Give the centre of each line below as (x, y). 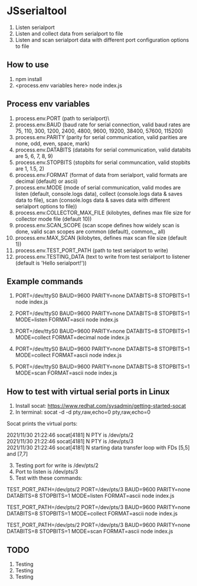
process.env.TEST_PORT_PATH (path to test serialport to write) (92, 250)
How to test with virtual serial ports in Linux (88, 392)
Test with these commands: (49, 478)
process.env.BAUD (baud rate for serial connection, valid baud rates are (103, 124)
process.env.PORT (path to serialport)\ (62, 118)
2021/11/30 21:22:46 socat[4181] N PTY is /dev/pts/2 (70, 435)
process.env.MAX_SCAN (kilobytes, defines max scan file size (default (101, 237)
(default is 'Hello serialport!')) (51, 263)
